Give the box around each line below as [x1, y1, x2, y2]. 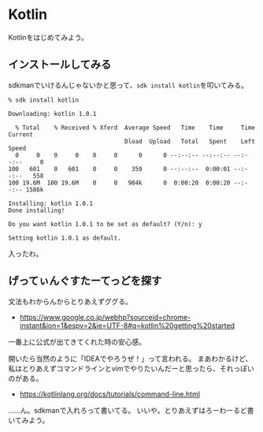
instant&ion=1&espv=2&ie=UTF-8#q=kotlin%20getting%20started [19, 321, 235, 330]
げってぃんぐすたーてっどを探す [8, 274, 162, 288]
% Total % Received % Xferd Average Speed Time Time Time [15, 124, 256, 132]
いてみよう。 [8, 415, 50, 425]
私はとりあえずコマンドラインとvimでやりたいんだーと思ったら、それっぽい [8, 363, 254, 373]
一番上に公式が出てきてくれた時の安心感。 [8, 337, 146, 346]
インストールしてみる [8, 58, 112, 72]
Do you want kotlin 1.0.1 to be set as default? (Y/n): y [8, 220, 202, 228]
